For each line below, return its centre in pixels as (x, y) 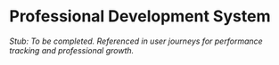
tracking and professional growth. (72, 50)
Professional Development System (140, 16)
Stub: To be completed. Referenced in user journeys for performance (136, 41)
